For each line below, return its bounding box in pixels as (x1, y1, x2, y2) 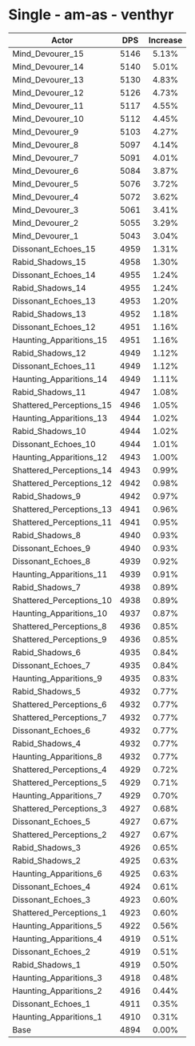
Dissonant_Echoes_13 (12, 295, 96, 306)
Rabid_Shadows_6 (12, 646, 82, 658)
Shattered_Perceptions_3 (12, 803, 107, 814)
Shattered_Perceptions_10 (12, 594, 113, 605)
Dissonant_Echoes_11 (12, 360, 96, 372)
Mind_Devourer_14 (12, 61, 84, 72)
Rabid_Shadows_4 (12, 738, 82, 749)
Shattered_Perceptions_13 (12, 503, 113, 514)
